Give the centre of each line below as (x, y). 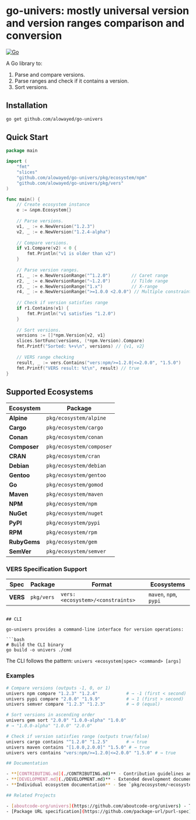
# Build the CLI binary (35, 645)
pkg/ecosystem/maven (75, 494)
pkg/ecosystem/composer (79, 447)
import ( (17, 161)
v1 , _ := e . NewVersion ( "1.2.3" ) (56, 226)
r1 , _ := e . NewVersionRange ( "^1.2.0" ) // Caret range (92, 275)
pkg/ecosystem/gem (72, 542)
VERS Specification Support (47, 569)
